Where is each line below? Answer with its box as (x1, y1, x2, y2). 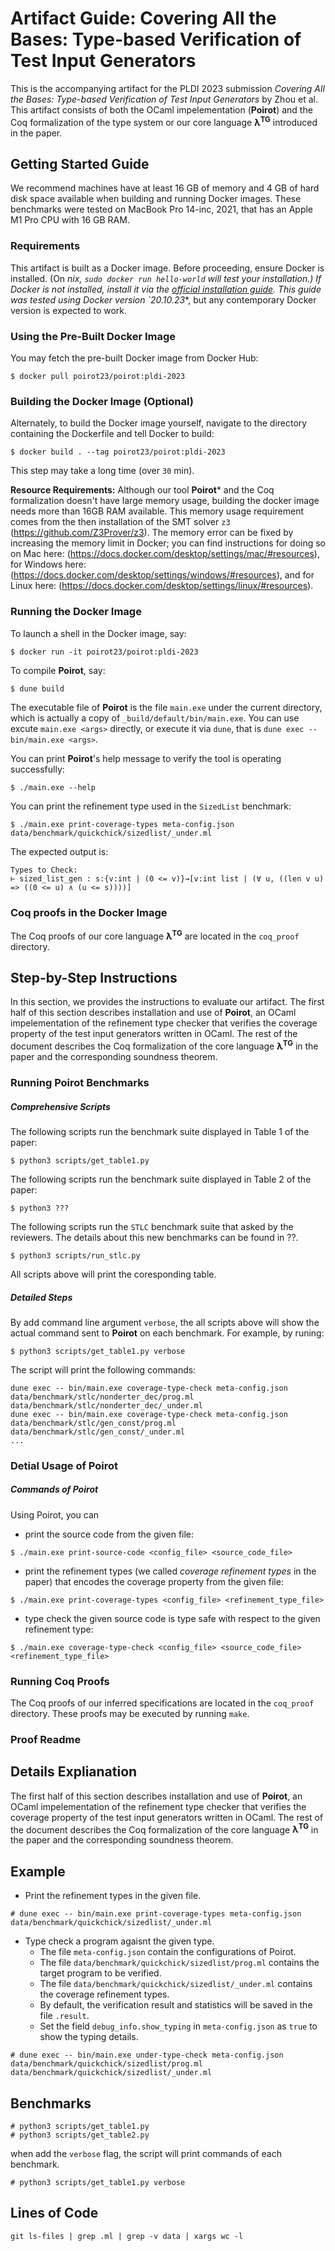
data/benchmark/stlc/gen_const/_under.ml (10, 1427, 186, 1437)
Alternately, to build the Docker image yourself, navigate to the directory (10, 417, 308, 429)
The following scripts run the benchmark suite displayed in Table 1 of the (10, 1125, 310, 1137)
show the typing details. (39, 2031, 139, 2043)
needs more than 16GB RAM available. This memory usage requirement (10, 505, 304, 517)
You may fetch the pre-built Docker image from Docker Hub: (10, 352, 259, 364)
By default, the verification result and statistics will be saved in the (39, 1999, 313, 2011)
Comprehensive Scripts (10, 1100, 111, 1112)
